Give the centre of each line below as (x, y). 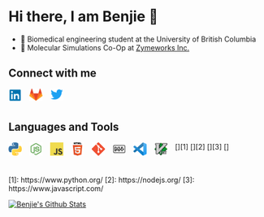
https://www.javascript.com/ (56, 188)
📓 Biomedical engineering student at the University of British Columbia (138, 39)
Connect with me (53, 74)
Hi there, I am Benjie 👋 (83, 17)
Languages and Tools (64, 127)
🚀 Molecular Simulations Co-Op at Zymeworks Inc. (105, 47)
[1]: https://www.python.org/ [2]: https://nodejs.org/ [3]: (102, 180)
